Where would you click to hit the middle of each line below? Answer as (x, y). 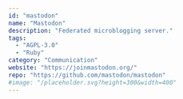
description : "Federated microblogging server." (91, 30)
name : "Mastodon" (37, 23)
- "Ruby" (30, 53)
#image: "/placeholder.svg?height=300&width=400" (93, 82)
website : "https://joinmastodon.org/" (73, 68)
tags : (17, 38)
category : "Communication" (53, 61)
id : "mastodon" (34, 16)
